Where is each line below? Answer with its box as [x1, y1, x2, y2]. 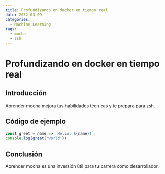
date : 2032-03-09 [5, 12, 42, 17]
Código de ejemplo [5, 117, 66, 126]
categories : [5, 17, 30, 22]
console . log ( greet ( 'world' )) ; [5, 136, 70, 141]
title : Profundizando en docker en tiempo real [5, 7, 108, 13]
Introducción [5, 89, 47, 97]
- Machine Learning [10, 21, 51, 27]
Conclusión [5, 150, 43, 158]
